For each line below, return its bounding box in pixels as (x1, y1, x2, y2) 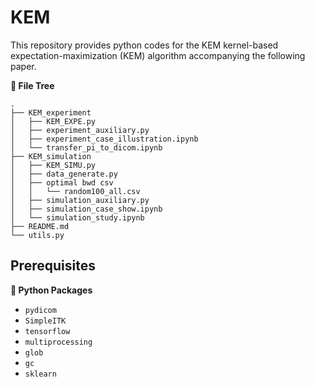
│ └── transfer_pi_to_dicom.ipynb (10, 142, 163, 153)
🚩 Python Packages (10, 284, 93, 296)
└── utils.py (10, 230, 65, 240)
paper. (10, 60, 37, 72)
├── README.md (10, 221, 70, 231)
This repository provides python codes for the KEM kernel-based (10, 39, 279, 51)
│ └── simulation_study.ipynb (10, 212, 145, 223)
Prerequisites (10, 257, 96, 275)
